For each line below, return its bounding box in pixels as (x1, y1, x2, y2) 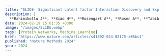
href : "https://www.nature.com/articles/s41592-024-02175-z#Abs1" (5, 35, 144, 39)
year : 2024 (5, 43, 27, 48)
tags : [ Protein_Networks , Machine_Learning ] (5, 30, 98, 35)
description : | (5, 12, 36, 17)
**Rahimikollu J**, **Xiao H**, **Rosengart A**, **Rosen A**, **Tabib (9, 16, 160, 21)
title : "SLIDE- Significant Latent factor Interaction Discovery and (5, 7, 151, 12)
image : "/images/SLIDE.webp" (5, 25, 65, 30)
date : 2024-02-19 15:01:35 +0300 (5, 20, 74, 26)
